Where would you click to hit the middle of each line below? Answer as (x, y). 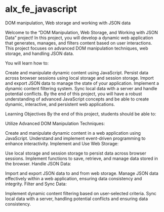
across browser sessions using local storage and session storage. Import (80, 78)
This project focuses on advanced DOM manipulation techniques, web (77, 48)
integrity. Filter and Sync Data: (36, 184)
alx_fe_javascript (41, 9)
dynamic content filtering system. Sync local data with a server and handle (81, 88)
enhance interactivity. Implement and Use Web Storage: (62, 143)
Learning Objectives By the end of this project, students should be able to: (81, 114)
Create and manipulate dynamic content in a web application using (73, 133)
